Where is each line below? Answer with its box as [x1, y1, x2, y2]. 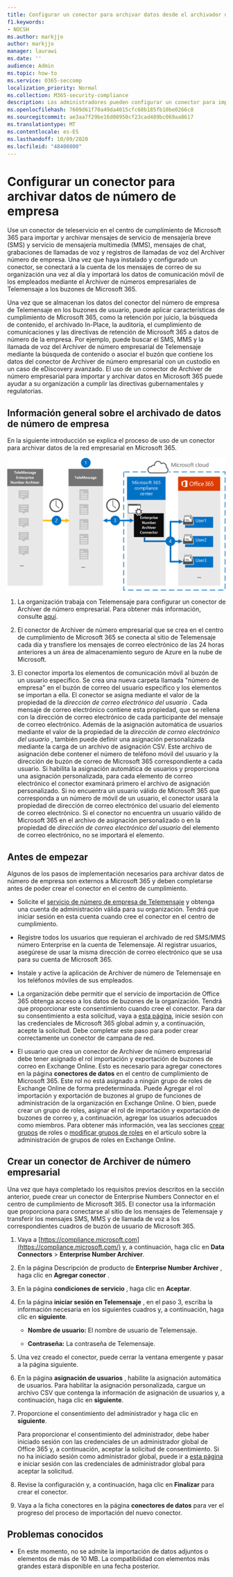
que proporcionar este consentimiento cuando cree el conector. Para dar [17, 1005, 226, 1013]
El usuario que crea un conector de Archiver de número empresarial [17, 1048, 212, 1056]
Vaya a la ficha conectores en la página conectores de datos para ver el [17, 1501, 224, 1509]
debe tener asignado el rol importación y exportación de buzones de [17, 1055, 214, 1063]
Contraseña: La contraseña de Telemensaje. [27, 1339, 156, 1347]
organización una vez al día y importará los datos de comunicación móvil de [7, 271, 224, 279]
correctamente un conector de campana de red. [17, 1034, 155, 1042]
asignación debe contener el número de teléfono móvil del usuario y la [17, 750, 218, 758]
